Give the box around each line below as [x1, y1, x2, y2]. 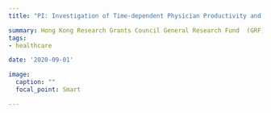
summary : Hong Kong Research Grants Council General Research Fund [8, 26, 240, 35]
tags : [8, 34, 27, 42]
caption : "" [15, 78, 56, 86]
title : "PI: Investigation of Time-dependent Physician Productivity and [8, 11, 262, 20]
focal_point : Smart [15, 86, 81, 94]
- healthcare [8, 41, 52, 49]
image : [8, 70, 31, 79]
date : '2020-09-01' [8, 56, 74, 65]
